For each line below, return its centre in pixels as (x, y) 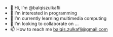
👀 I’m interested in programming (44, 13)
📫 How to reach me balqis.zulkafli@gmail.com (59, 29)
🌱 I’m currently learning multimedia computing (58, 18)
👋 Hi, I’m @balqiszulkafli (35, 8)
